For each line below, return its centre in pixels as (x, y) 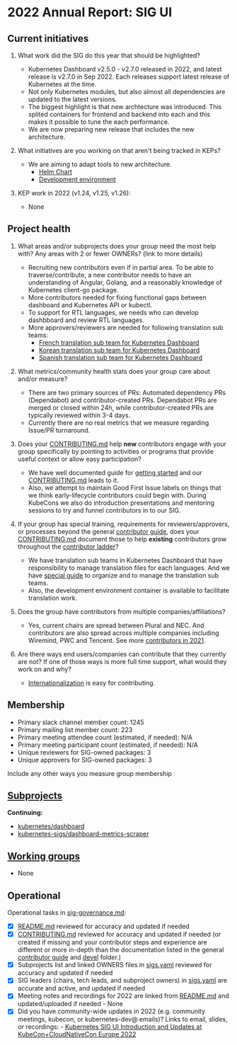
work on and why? (45, 669)
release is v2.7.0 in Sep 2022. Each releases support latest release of (129, 76)
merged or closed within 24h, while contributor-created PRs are (121, 407)
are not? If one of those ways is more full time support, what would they (122, 661)
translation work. (53, 598)
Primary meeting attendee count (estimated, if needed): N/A (105, 737)
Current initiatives (48, 39)
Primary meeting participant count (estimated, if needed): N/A (108, 745)
